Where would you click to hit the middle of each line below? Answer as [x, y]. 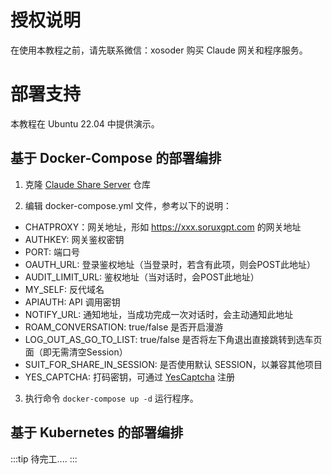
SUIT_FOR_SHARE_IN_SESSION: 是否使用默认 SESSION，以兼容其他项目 [173, 364]
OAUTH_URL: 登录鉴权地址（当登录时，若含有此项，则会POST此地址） [170, 264]
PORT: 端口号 [52, 252]
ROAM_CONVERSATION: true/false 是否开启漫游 [124, 327]
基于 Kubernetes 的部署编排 [97, 432]
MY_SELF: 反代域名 [64, 289]
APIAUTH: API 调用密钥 [72, 302]
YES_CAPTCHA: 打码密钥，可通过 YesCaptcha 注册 [130, 377]
